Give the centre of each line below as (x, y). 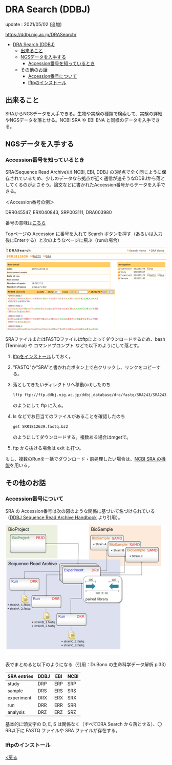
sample (15, 691)
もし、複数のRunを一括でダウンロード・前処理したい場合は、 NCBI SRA (80, 459)
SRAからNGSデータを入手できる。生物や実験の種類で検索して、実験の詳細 (84, 113)
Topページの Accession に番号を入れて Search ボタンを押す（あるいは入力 (84, 234)
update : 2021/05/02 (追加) (34, 24)
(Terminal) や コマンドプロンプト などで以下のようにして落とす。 (73, 346)
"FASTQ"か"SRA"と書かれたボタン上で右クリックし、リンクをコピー (84, 367)
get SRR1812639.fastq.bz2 (40, 426)
